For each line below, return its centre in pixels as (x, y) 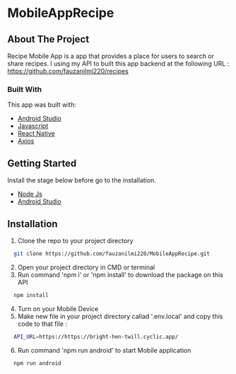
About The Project (48, 39)
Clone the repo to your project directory (75, 240)
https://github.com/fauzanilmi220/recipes (68, 71)
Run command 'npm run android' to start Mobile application (104, 350)
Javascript (33, 126)
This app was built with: (42, 105)
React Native (36, 134)
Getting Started (42, 163)
